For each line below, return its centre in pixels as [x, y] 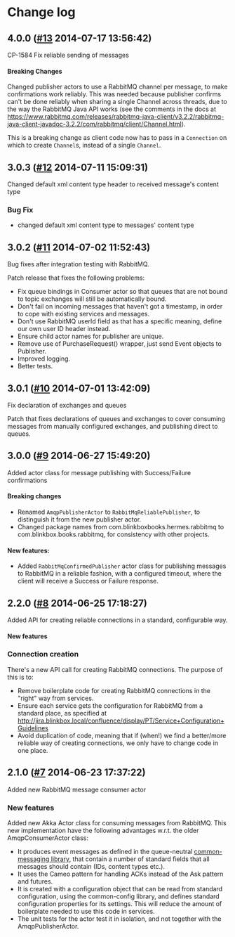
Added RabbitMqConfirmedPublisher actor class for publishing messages [122, 566]
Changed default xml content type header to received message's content [113, 184]
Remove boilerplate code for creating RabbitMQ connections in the [114, 690]
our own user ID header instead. [64, 329]
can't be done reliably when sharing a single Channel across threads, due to [117, 102]
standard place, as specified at [62, 713]
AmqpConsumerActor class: [48, 838]
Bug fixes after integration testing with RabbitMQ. [78, 264]
